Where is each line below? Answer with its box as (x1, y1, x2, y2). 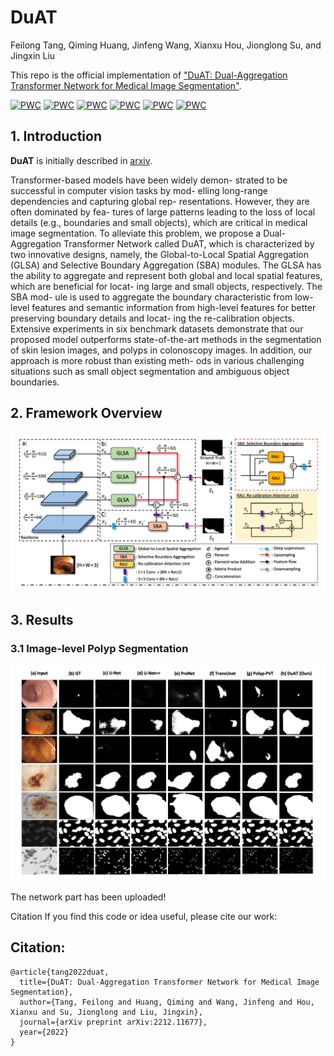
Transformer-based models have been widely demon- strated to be (10, 174, 288, 186)
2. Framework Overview (10, 405, 163, 422)
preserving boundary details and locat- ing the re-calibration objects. (10, 312, 295, 324)
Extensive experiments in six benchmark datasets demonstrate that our (10, 322, 304, 335)
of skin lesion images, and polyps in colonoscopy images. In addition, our (10, 344, 313, 356)
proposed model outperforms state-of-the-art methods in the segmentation (10, 333, 322, 345)
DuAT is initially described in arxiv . (10, 154, 153, 166)
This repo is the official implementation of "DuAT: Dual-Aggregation (10, 69, 288, 81)
